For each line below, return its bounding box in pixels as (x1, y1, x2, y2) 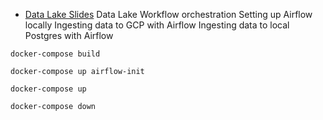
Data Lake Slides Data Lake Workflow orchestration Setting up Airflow (24, 9, 313, 20)
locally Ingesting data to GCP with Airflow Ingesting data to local (24, 19, 290, 31)
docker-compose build (10, 49, 101, 59)
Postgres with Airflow (24, 30, 114, 41)
